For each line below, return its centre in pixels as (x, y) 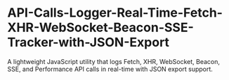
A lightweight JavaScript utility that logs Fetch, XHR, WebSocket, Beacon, (113, 61)
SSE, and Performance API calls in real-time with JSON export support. (110, 69)
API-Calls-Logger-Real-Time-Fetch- (115, 13)
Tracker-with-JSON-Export (89, 42)
